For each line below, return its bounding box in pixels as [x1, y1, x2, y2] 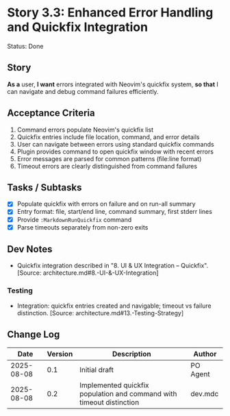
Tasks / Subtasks [7, 182, 82, 193]
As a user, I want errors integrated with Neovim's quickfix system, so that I [7, 80, 219, 88]
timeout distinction [79, 397, 140, 407]
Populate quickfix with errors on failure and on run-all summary [16, 200, 196, 208]
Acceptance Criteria [7, 108, 95, 119]
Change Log [7, 329, 60, 341]
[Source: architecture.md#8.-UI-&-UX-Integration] [16, 269, 159, 277]
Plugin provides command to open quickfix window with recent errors [16, 147, 214, 156]
